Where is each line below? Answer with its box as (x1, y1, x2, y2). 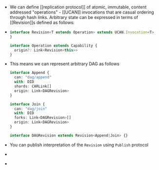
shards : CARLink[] (14, 84, 52, 89)
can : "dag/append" (14, 75, 52, 80)
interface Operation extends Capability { (9, 43, 98, 48)
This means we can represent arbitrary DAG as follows (9, 61, 119, 67)
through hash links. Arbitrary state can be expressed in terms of (9, 15, 139, 20)
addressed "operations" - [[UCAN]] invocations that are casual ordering (9, 9, 155, 15)
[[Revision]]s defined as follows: (9, 19, 75, 25)
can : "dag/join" (14, 106, 47, 111)
